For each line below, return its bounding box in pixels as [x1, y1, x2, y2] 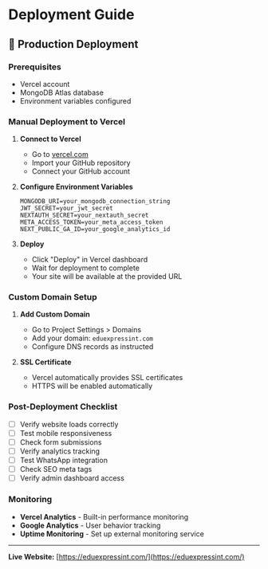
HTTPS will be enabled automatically [31, 381, 153, 391]
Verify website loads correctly [19, 419, 119, 429]
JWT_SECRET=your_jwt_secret [19, 205, 113, 213]
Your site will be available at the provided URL [31, 272, 183, 281]
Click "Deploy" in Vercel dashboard [31, 255, 148, 265]
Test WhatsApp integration [19, 456, 108, 465]
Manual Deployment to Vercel [8, 116, 126, 127]
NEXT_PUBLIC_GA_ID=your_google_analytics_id [19, 226, 171, 233]
